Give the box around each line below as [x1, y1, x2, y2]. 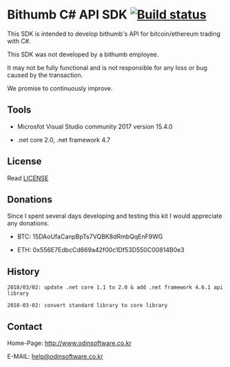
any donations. [7, 219, 50, 227]
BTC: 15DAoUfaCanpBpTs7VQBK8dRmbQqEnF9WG [17, 232, 163, 241]
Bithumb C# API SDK [7, 7, 127, 23]
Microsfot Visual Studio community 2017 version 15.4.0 [17, 122, 173, 131]
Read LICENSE [7, 174, 49, 182]
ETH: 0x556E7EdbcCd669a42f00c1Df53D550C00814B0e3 [17, 246, 185, 254]
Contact [7, 320, 43, 333]
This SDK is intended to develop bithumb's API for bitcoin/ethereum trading [7, 30, 221, 38]
